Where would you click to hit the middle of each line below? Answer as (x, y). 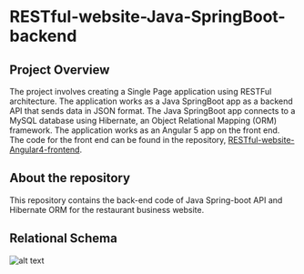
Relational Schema (64, 238)
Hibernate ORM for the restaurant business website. (107, 209)
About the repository (70, 178)
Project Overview (60, 70)
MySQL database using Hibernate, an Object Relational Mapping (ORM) (143, 121)
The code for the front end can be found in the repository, (118, 140)
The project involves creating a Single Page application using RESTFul (141, 91)
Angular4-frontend (45, 149)
